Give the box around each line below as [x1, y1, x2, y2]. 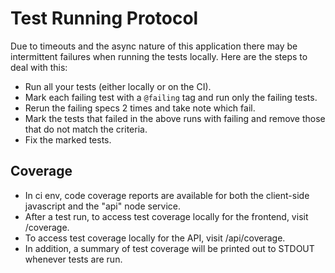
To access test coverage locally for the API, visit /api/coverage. [24, 232, 286, 244]
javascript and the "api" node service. [24, 200, 182, 212]
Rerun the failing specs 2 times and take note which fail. [24, 102, 256, 114]
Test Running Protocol [10, 7, 199, 30]
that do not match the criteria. [24, 123, 148, 135]
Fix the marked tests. [24, 133, 112, 146]
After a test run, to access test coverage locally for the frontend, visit [24, 210, 309, 222]
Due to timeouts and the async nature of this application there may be [10, 40, 298, 52]
